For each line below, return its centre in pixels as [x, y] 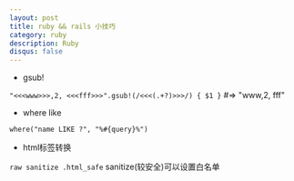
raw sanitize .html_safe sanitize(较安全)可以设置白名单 [115, 167]
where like [42, 113]
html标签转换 [47, 147]
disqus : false [36, 52]
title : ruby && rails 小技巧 [63, 26]
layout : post [34, 18]
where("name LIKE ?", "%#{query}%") [79, 130]
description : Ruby [44, 43]
